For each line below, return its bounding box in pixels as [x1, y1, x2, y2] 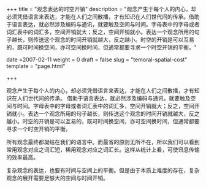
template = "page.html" [6, 63, 66, 69]
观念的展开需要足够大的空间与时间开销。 [6, 174, 109, 181]
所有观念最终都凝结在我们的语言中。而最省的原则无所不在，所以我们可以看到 [6, 139, 200, 145]
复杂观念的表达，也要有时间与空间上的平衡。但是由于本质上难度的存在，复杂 [6, 167, 200, 174]
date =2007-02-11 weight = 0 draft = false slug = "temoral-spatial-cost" [6, 56, 188, 63]
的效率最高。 [6, 154, 39, 161]
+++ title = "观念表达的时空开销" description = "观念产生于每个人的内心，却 [6, 6, 197, 12]
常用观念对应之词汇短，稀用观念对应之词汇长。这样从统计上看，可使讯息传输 [6, 146, 200, 153]
